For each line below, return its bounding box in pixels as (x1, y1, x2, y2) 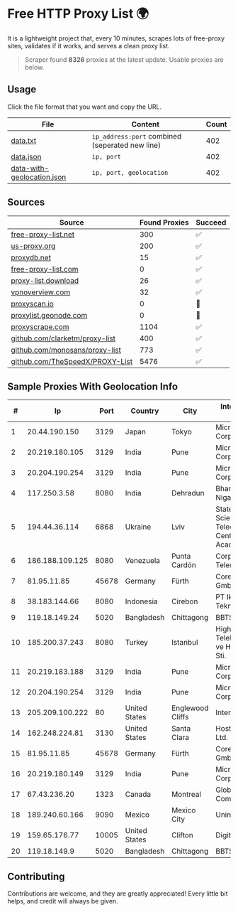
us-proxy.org (11, 241, 56, 251)
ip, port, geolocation (91, 168, 169, 176)
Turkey (125, 638, 149, 648)
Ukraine (125, 522, 152, 532)
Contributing (7, 870, 65, 882)
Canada (125, 790, 151, 800)
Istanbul (171, 638, 198, 648)
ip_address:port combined (91, 131, 182, 141)
